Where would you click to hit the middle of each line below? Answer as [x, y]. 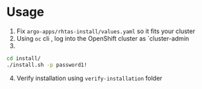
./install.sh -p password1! [47, 65]
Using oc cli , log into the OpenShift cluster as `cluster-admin [103, 38]
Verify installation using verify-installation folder [89, 78]
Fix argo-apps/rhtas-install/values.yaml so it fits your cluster [105, 31]
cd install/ [24, 58]
